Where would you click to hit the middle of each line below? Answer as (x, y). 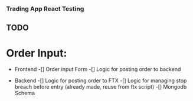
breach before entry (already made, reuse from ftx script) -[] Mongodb (101, 87)
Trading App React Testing (45, 9)
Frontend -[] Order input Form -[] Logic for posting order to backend (98, 69)
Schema (25, 93)
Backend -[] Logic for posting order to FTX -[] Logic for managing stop (101, 80)
